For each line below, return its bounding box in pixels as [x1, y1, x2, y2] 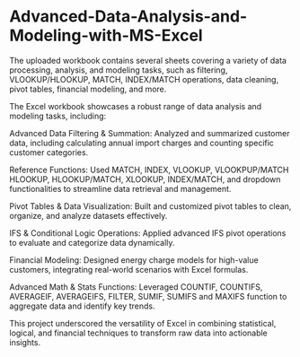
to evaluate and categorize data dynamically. [9, 237, 175, 248]
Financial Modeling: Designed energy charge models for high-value [9, 254, 259, 266]
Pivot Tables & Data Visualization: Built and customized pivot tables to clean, [9, 200, 292, 212]
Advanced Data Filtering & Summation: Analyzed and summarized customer [9, 127, 290, 138]
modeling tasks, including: [9, 110, 107, 121]
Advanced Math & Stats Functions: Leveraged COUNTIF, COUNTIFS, [9, 281, 263, 292]
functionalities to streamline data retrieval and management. [9, 183, 232, 194]
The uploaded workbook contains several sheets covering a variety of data [9, 55, 287, 65]
